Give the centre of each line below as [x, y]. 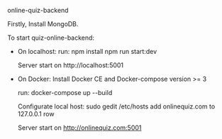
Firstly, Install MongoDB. [43, 24]
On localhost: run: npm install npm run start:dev [87, 51]
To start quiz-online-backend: [51, 38]
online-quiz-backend [38, 10]
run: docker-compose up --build [65, 93]
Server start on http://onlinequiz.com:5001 [79, 128]
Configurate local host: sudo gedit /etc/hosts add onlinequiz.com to [116, 106]
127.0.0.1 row [36, 114]
